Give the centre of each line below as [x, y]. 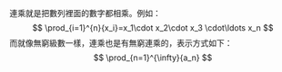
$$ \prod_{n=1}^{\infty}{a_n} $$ [153, 58]
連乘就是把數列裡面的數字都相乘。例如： [85, 13]
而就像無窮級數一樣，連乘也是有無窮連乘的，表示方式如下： [121, 43]
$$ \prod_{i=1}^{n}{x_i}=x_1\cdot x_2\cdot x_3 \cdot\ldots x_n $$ [153, 28]
